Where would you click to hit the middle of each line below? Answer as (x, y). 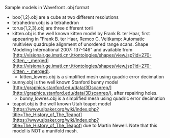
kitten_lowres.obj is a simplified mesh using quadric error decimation (92, 77)
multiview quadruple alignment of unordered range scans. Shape (80, 44)
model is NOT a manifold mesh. (45, 131)
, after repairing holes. (135, 93)
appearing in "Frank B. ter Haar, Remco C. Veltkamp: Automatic (78, 39)
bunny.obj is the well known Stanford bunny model (65, 82)
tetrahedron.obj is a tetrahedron (46, 23)
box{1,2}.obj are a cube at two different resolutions (65, 17)
